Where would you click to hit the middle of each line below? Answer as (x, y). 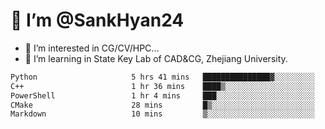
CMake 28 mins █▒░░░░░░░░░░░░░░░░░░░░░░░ (162, 105)
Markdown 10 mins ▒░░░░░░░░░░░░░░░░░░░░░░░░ (162, 114)
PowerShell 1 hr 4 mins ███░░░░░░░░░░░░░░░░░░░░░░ (162, 95)
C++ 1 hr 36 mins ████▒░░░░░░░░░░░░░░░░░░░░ (162, 86)
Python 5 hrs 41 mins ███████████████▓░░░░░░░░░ (162, 77)
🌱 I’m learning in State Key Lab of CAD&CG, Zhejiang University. (156, 58)
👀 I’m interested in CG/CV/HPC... (92, 48)
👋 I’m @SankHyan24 (97, 20)
